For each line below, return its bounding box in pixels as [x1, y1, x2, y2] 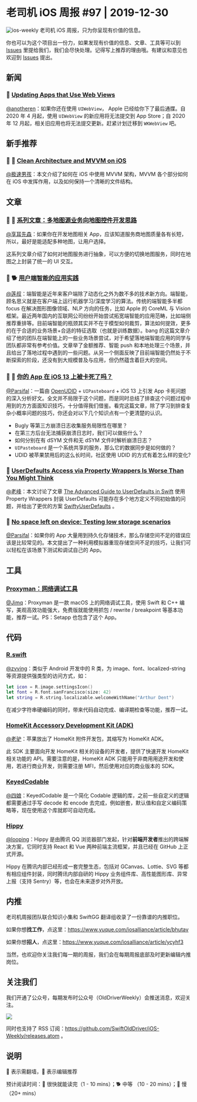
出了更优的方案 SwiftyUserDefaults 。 [26, 502, 118, 509]
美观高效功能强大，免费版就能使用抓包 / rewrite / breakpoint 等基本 [16, 606, 178, 613]
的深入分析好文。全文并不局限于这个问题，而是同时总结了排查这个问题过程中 [6, 395, 191, 402]
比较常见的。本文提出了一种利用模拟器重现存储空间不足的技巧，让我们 [16, 539, 186, 546]
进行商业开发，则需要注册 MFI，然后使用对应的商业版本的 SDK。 [21, 763, 178, 770]
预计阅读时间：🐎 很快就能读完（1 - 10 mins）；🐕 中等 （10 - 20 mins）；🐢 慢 [6, 1080, 187, 1087]
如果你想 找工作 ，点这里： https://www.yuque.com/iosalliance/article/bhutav [6, 926, 189, 933]
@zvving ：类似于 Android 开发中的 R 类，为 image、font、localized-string [6, 664, 186, 672]
